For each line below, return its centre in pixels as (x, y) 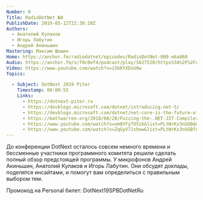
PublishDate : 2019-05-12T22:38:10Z (51, 23)
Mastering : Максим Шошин (37, 51)
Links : (25, 96)
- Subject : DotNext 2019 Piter (51, 85)
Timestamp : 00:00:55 (43, 90)
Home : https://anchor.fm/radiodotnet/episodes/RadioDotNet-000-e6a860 (97, 57)
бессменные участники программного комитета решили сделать (91, 153)
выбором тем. (24, 179)
